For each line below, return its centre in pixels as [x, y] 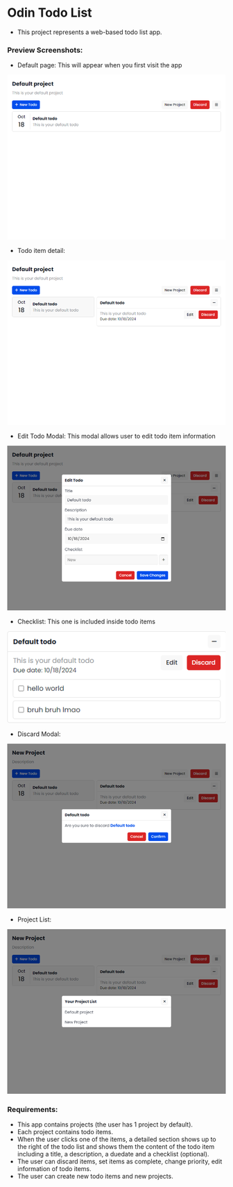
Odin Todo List [50, 13]
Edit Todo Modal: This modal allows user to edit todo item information [116, 436]
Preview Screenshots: [45, 50]
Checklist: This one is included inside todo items [86, 622]
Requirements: [33, 1109]
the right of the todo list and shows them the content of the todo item [116, 1147]
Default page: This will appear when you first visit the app [100, 65]
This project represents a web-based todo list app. [89, 32]
